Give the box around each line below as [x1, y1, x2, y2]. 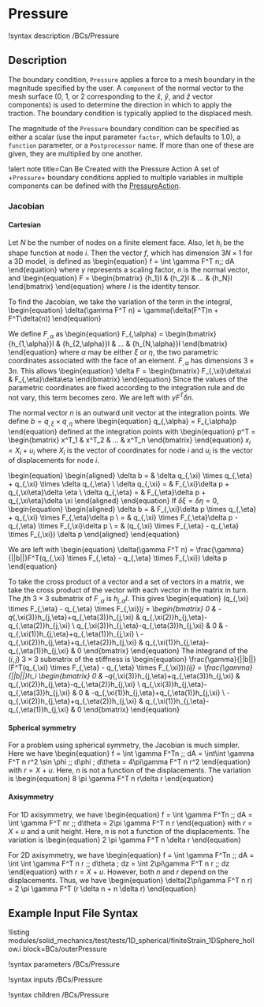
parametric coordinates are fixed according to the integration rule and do [8, 383, 245, 393]
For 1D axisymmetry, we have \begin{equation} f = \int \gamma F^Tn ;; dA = [8, 810, 253, 819]
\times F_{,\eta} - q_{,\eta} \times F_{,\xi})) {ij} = [50, 663, 203, 672]
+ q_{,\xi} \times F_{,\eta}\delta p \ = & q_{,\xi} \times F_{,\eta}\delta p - [8, 513, 239, 522]
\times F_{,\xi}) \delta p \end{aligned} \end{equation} [8, 530, 180, 539]
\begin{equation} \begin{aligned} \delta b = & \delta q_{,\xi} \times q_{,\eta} [8, 471, 253, 480]
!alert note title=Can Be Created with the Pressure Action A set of [8, 163, 220, 174]
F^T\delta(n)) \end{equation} [8, 314, 102, 323]
